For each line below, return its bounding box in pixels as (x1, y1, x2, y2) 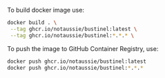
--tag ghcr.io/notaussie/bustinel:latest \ (10, 26, 137, 32)
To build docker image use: (7, 6, 85, 14)
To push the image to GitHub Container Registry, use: (7, 44, 159, 52)
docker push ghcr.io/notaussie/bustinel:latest (7, 58, 147, 65)
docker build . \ (7, 19, 57, 26)
